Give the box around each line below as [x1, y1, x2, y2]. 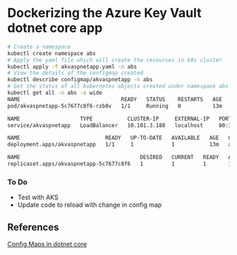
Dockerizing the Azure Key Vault [7, 5, 202, 21]
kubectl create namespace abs [7, 49, 97, 57]
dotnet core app [7, 20, 103, 36]
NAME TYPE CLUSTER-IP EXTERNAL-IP [7, 115, 210, 122]
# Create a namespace [7, 43, 71, 50]
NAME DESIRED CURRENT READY [7, 154, 219, 161]
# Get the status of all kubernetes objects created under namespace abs [7, 83, 229, 90]
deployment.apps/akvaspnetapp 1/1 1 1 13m [7, 141, 219, 148]
